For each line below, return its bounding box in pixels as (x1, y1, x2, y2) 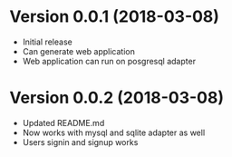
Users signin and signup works (22, 136, 139, 147)
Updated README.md (22, 117, 105, 128)
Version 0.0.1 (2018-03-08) (9, 6, 220, 27)
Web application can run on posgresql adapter (22, 55, 197, 66)
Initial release (22, 36, 72, 47)
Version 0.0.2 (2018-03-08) (9, 88, 225, 108)
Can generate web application (22, 45, 136, 56)
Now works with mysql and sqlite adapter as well (22, 127, 206, 138)
